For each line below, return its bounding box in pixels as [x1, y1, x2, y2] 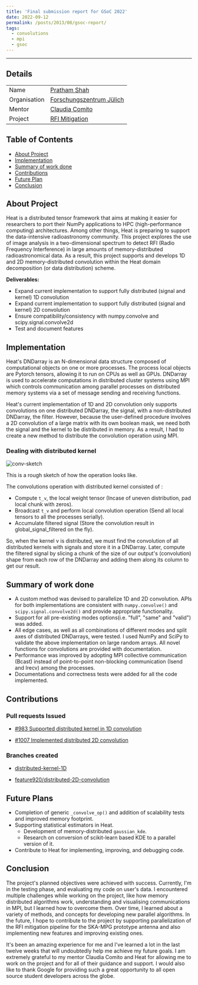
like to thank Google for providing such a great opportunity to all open [6, 966, 176, 973]
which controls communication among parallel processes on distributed [6, 383, 180, 390]
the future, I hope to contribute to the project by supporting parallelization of [6, 916, 192, 924]
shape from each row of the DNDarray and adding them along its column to [6, 556, 189, 563]
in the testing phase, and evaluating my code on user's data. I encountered [6, 885, 188, 892]
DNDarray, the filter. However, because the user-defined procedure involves [6, 413, 192, 420]
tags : [6, 25, 19, 31]
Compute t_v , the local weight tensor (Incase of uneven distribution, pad [14, 494, 192, 502]
